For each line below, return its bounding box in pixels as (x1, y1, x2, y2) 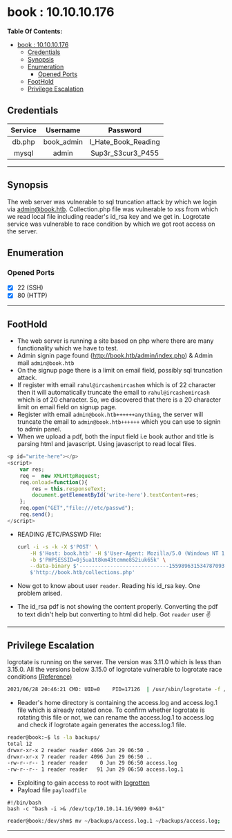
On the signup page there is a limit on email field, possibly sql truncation (17, 366, 223, 375)
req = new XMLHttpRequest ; (19, 472, 100, 479)
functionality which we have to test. (17, 344, 119, 353)
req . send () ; (19, 511, 54, 518)
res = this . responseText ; (32, 485, 107, 492)
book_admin (43, 136, 83, 146)
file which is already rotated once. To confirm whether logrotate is (17, 706, 205, 714)
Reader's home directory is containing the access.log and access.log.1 (17, 698, 217, 706)
